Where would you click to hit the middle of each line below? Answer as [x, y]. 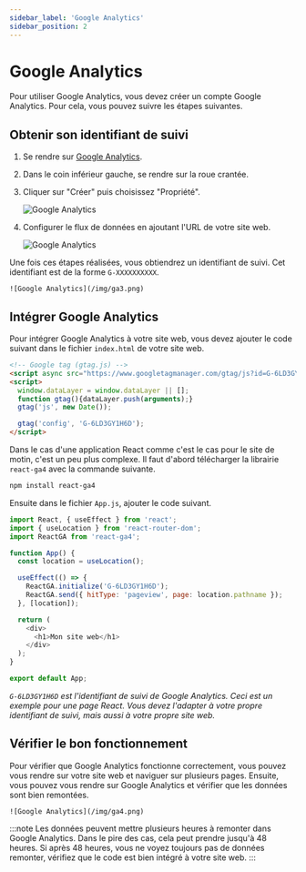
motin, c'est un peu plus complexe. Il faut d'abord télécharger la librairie [144, 460]
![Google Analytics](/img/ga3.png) [77, 289]
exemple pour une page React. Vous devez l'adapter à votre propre [136, 705]
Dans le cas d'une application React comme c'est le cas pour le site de [142, 450]
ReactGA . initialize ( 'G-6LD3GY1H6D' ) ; [97, 587]
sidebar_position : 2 [49, 26]
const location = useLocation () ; [81, 562]
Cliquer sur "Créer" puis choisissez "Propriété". [111, 192]
